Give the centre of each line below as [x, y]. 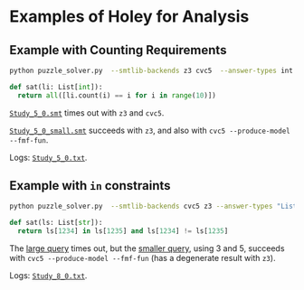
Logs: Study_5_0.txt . [48, 157]
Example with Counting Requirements [118, 50]
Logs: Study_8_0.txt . [48, 276]
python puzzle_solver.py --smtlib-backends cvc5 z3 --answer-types [141, 206]
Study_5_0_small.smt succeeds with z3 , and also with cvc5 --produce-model [150, 130]
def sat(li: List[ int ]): [56, 87]
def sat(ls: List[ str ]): [56, 223]
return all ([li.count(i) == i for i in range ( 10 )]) [117, 95]
